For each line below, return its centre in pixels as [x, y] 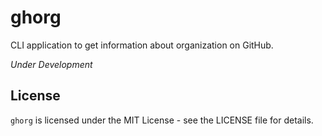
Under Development [51, 64]
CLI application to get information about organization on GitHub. [142, 45]
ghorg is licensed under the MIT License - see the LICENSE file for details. [162, 120]
